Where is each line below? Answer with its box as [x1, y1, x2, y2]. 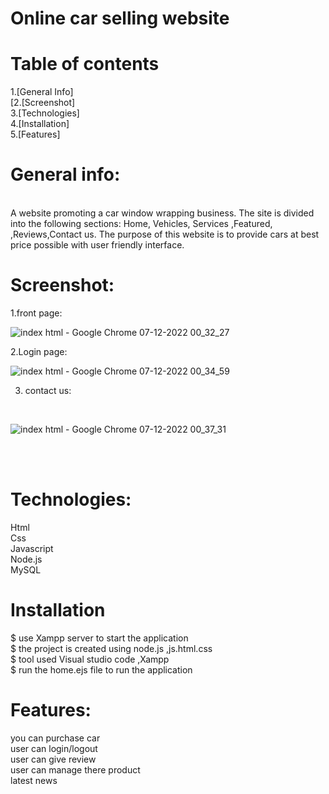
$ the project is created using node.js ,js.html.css [10, 642, 213, 654]
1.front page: [10, 307, 63, 319]
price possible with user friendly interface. [10, 239, 185, 251]
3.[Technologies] [10, 107, 80, 119]
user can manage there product [10, 763, 141, 776]
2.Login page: [10, 346, 68, 357]
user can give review [10, 753, 97, 765]
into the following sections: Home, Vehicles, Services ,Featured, [10, 218, 273, 230]
